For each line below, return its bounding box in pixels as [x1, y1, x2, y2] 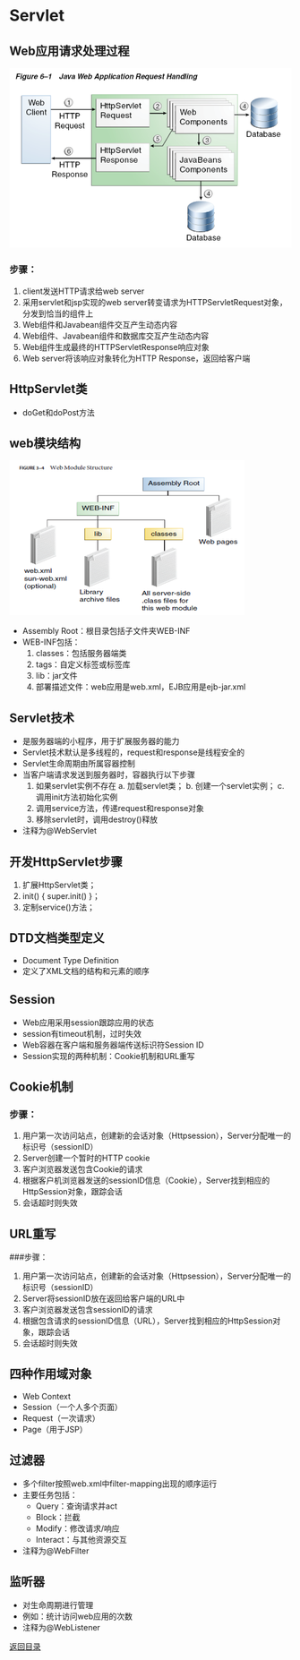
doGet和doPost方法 [21, 406, 96, 417]
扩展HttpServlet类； [21, 879, 97, 890]
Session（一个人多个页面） [21, 1401, 123, 1412]
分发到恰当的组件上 [21, 308, 94, 319]
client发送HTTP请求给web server [21, 286, 145, 296]
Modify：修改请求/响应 [35, 1523, 120, 1534]
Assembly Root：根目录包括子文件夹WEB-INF [21, 626, 191, 637]
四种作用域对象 [9, 1366, 92, 1382]
